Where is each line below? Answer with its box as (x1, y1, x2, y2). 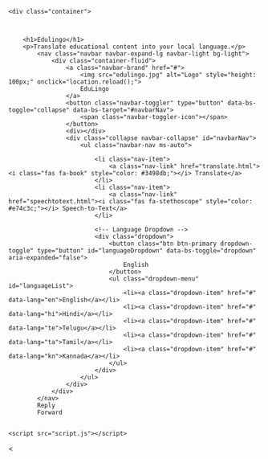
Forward (37, 408, 63, 416)
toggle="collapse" (8, 106, 70, 114)
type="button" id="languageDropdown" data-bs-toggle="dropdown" (37, 247, 257, 255)
